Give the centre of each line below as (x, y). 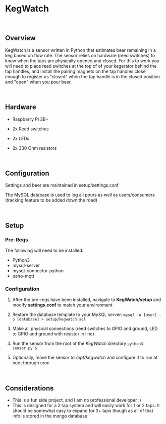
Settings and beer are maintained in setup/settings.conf (62, 185)
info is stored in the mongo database (50, 416)
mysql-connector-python (38, 271)
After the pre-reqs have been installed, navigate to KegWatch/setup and (86, 300)
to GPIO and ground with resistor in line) (53, 334)
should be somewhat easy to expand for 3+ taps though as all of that (83, 411)
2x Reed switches (30, 129)
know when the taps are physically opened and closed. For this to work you (82, 61)
